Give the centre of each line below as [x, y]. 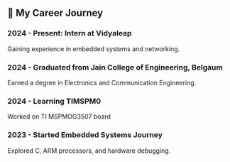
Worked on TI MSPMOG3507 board [59, 117]
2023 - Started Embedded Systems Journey [85, 135]
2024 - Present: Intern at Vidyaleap [70, 33]
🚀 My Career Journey [55, 13]
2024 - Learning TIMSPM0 [54, 101]
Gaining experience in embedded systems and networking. [94, 49]
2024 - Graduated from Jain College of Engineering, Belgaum [115, 67]
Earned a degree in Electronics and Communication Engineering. [102, 82]
